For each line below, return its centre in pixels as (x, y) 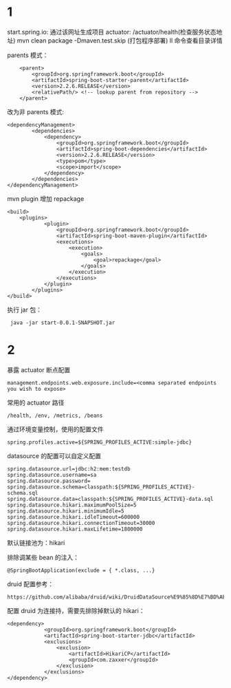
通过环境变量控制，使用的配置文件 (55, 429)
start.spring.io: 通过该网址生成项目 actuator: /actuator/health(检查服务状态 (112, 32)
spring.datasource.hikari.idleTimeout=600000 (73, 517)
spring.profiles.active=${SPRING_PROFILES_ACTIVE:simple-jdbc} (100, 442)
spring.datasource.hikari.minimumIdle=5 (66, 511)
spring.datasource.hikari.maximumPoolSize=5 (72, 505)
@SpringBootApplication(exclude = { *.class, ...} (81, 570)
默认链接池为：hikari (36, 542)
